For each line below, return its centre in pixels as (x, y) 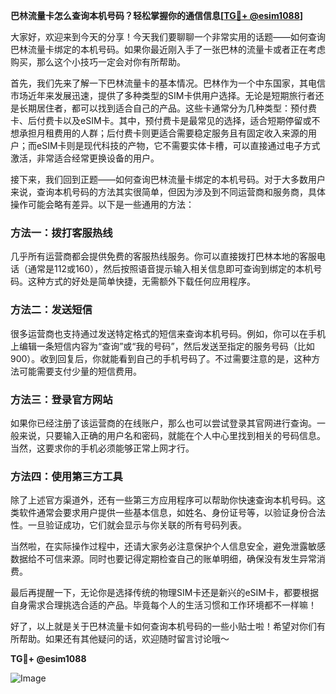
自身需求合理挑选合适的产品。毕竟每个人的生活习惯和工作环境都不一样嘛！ (163, 605)
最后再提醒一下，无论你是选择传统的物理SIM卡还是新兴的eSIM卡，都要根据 (164, 593)
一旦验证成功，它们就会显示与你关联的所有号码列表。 (137, 525)
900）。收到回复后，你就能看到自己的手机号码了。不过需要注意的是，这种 (161, 358)
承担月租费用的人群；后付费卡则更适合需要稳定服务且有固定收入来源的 (163, 133)
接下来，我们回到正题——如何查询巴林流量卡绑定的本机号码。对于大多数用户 (168, 179)
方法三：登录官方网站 (61, 399)
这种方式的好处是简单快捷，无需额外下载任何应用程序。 (141, 281)
